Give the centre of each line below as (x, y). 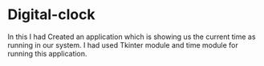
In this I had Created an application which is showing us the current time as (132, 37)
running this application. (47, 53)
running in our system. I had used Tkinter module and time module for (123, 45)
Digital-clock (51, 15)
